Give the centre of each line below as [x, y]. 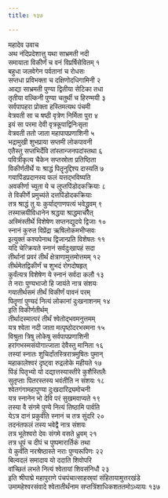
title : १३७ [26, 15]
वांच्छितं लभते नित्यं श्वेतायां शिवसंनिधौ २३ [59, 469]
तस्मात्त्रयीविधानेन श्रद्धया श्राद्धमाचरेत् [51, 212]
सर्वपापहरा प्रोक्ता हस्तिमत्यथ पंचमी [49, 106]
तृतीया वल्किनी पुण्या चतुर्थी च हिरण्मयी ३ [57, 97]
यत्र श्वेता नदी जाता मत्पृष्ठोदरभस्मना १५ [57, 328]
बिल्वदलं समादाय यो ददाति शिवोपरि [50, 460]
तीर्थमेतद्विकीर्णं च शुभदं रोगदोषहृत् [48, 265]
